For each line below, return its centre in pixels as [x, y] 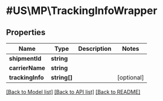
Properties [26, 32]
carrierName [27, 68]
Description [95, 49]
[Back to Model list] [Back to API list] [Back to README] [73, 92]
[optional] [130, 77]
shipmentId [25, 58]
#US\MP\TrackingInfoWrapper [82, 11]
